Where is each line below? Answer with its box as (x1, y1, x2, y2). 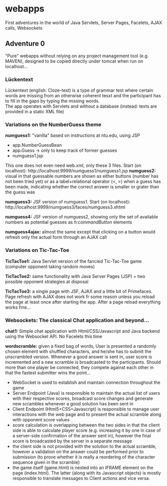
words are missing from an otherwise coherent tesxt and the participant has (5, 93, 161, 99)
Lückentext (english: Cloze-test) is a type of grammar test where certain (5, 87, 154, 93)
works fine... (5, 304, 31, 310)
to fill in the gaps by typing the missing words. (5, 98, 100, 104)
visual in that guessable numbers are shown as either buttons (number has (5, 173, 159, 179)
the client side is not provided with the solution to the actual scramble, (12, 443, 157, 449)
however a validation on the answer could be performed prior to (12, 448, 144, 454)
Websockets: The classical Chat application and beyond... (5, 317, 150, 324)
